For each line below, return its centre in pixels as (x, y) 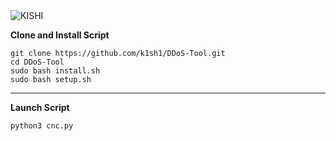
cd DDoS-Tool (37, 62)
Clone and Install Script (60, 35)
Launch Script (40, 107)
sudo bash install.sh (55, 71)
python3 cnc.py (42, 126)
